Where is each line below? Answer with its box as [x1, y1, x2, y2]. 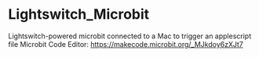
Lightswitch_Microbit [8, 5, 150, 23]
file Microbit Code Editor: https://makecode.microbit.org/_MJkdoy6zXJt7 [8, 39, 243, 48]
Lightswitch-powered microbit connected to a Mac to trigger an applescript [8, 31, 252, 41]
